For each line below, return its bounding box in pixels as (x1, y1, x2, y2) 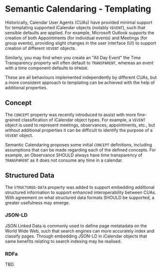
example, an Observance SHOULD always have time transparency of (5, 152, 143, 158)
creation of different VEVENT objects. (5, 45, 77, 51)
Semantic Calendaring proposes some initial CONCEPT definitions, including (5, 142, 152, 148)
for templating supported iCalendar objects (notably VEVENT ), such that (5, 24, 145, 30)
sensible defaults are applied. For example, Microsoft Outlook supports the (5, 30, 154, 35)
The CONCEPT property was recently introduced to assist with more (5, 112, 136, 118)
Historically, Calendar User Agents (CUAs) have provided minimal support (5, 19, 153, 25)
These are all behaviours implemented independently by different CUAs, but (5, 74, 157, 80)
